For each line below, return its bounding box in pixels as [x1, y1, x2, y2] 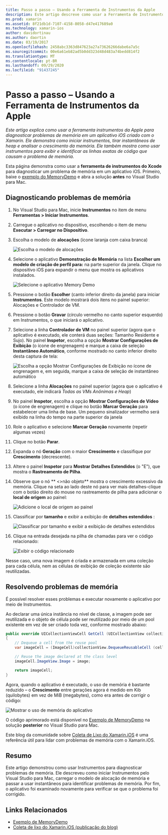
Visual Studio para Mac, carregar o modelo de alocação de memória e [5, 775, 150, 782]
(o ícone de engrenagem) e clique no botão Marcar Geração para [12, 403, 148, 410]
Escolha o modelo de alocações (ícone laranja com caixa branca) [12, 237, 148, 243]
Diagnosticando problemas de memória [5, 193, 131, 202]
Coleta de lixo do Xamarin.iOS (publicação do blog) [12, 825, 118, 831]
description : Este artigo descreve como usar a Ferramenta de [5, 12, 138, 17]
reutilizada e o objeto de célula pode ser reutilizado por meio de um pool [5, 616, 155, 622]
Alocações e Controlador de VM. [12, 302, 80, 308]
